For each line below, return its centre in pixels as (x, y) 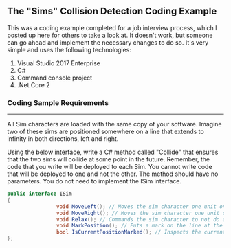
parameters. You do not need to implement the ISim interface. (95, 181)
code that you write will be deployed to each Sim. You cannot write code (110, 167)
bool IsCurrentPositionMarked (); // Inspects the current (141, 232)
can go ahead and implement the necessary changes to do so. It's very (108, 42)
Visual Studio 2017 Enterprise (59, 63)
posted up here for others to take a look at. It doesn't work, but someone (110, 35)
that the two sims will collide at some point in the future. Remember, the (109, 159)
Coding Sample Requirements (58, 102)
